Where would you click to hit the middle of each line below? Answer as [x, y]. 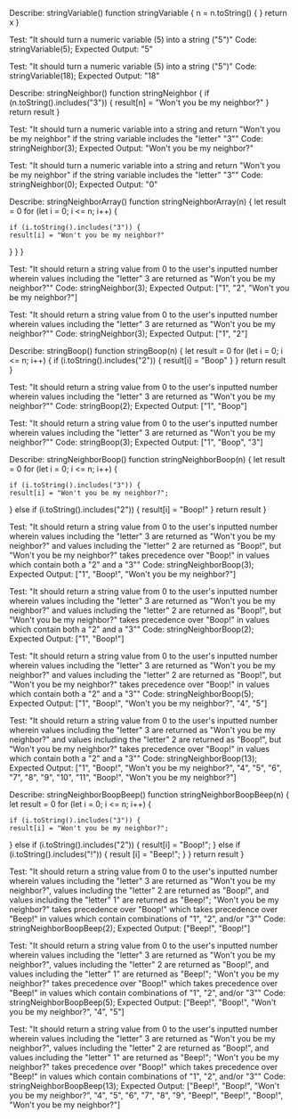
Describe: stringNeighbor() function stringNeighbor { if [109, 93]
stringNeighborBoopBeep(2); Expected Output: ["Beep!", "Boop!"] [130, 928]
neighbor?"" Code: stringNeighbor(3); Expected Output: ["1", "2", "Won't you [149, 288]
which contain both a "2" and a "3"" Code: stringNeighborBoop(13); [133, 758]
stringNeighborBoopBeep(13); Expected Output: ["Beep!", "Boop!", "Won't [145, 1086]
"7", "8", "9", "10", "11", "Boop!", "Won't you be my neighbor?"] [123, 777]
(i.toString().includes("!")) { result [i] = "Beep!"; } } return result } [127, 854]
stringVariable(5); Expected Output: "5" [81, 49]
